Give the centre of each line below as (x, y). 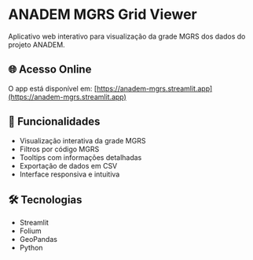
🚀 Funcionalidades (54, 122)
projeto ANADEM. (37, 44)
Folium (30, 231)
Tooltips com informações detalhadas (81, 157)
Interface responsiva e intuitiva (70, 174)
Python (31, 248)
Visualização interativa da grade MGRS (82, 140)
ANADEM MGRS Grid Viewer (103, 15)
